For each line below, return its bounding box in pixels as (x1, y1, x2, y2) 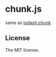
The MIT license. (5, 47, 40, 53)
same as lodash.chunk (5, 20, 51, 26)
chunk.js (5, 3, 42, 15)
